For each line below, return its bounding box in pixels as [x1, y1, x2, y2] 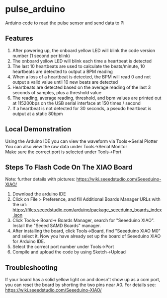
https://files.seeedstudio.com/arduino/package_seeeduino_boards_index [12, 207, 162, 213]
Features [5, 34, 33, 43]
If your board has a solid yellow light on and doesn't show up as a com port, [5, 277, 161, 283]
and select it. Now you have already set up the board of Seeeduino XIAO [12, 233, 161, 239]
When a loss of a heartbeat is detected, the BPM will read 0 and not [12, 73, 151, 80]
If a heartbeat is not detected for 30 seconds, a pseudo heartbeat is [12, 105, 152, 111]
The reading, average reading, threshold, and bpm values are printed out [12, 95, 162, 101]
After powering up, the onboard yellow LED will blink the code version [12, 47, 156, 53]
